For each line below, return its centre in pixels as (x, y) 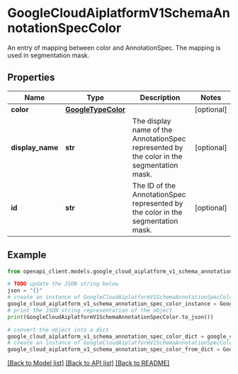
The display (152, 120)
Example (27, 255)
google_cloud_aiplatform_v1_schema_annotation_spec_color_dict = (106, 336)
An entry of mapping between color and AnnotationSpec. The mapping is (114, 47)
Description (160, 97)
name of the (152, 130)
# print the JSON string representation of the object (90, 310)
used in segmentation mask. (49, 55)
